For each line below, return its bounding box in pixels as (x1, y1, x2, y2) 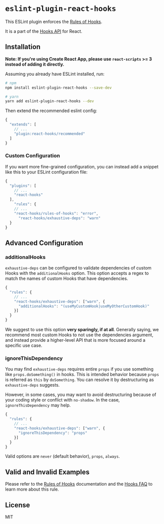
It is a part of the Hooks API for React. (5, 28, 83, 34)
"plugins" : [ (9, 183, 37, 188)
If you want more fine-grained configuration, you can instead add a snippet (5, 163, 159, 169)
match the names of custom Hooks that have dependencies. (5, 275, 128, 281)
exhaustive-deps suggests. (5, 382, 60, 388)
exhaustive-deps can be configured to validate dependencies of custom (5, 265, 152, 271)
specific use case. (5, 343, 43, 349)
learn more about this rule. (5, 486, 59, 492)
